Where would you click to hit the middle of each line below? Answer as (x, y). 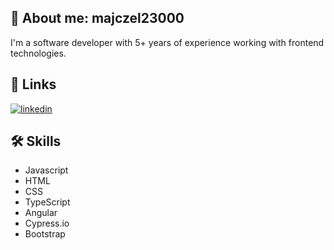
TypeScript (47, 202)
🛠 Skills (36, 141)
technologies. (38, 53)
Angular (41, 213)
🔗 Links (33, 84)
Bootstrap (45, 234)
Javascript (46, 170)
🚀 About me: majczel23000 (97, 18)
